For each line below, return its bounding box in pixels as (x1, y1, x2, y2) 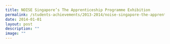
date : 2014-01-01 (5, 17, 42, 22)
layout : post (5, 21, 33, 27)
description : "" (5, 26, 39, 31)
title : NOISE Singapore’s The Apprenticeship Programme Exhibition (5, 7, 151, 13)
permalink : (5, 12, 28, 17)
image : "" (5, 31, 26, 36)
